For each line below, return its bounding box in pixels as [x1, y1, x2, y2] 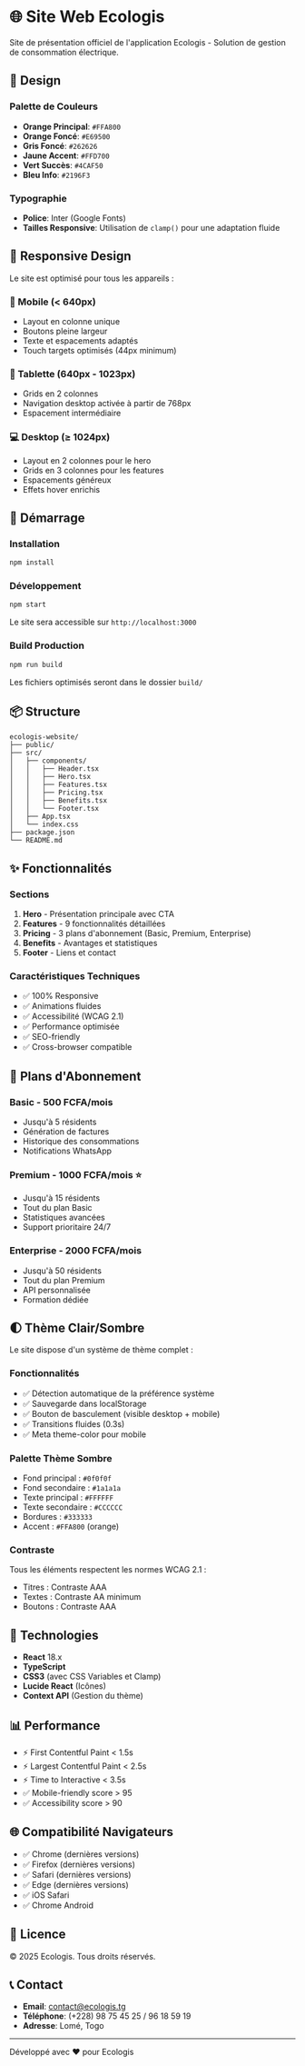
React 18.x [22, 1652, 63, 1662]
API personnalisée [22, 1284, 91, 1295]
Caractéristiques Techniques [9, 970, 141, 983]
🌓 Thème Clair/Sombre [9, 1321, 145, 1335]
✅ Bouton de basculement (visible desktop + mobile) [22, 1408, 221, 1419]
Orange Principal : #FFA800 [22, 121, 121, 132]
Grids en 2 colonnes [22, 388, 99, 399]
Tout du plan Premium [22, 1274, 106, 1285]
